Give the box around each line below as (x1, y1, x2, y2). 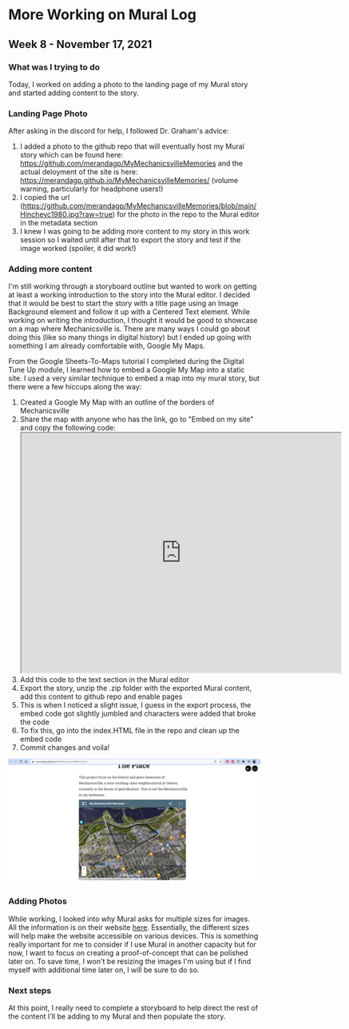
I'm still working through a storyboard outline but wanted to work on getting (8, 281, 257, 291)
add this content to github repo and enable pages (19, 692, 183, 701)
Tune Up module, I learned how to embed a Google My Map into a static (8, 365, 245, 375)
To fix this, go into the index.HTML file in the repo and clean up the (19, 726, 240, 736)
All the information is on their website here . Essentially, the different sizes (8, 922, 250, 932)
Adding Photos (8, 895, 68, 907)
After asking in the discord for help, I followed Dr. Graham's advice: (8, 126, 229, 136)
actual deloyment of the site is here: (19, 167, 138, 177)
